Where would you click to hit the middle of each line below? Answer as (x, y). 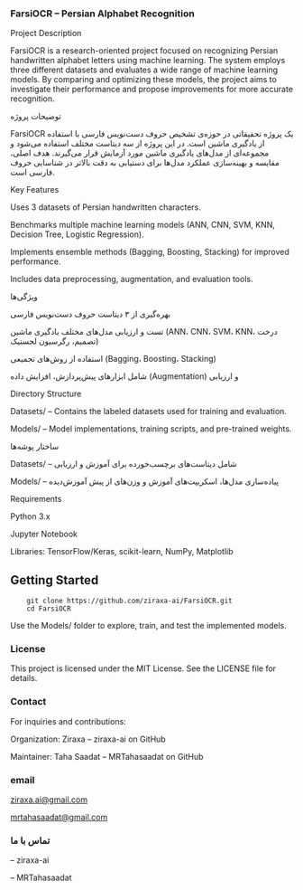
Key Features (35, 190)
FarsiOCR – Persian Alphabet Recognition (102, 14)
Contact (28, 702)
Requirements (36, 499)
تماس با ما (30, 840)
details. (24, 678)
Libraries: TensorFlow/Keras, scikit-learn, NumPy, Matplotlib (122, 552)
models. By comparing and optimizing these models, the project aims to (144, 80)
